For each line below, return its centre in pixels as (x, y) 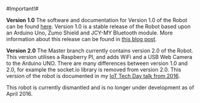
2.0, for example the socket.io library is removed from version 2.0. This (94, 70)
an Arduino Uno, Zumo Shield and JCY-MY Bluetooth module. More (89, 33)
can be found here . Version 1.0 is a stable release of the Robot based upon (98, 26)
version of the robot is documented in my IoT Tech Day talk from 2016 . (93, 76)
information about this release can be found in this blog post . (82, 39)
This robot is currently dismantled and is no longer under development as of (100, 88)
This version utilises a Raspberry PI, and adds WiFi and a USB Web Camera (99, 57)
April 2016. (20, 94)
